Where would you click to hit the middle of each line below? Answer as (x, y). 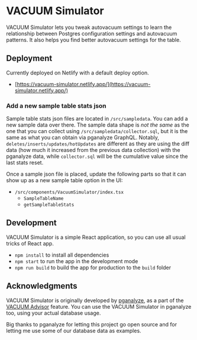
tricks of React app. (30, 243)
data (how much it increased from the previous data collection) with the (93, 150)
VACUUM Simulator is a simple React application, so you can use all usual (96, 237)
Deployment (29, 58)
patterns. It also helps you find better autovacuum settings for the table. (94, 40)
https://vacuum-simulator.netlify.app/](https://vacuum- (84, 84)
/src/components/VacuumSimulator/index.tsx (69, 192)
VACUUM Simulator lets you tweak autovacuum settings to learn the (89, 27)
